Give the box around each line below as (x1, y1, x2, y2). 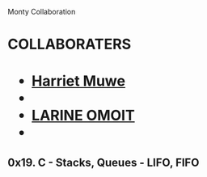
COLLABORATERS (7, 36, 132, 53)
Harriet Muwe (31, 72, 126, 91)
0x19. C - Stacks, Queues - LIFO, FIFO (7, 155, 200, 169)
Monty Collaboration (7, 7, 76, 16)
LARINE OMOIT (31, 107, 135, 124)
